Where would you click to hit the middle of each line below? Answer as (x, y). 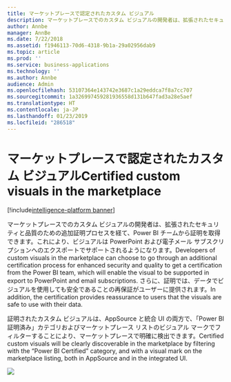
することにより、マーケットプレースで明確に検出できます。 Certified (127, 336)
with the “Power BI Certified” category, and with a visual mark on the (104, 351)
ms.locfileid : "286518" (41, 122)
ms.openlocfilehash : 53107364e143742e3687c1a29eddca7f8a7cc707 (100, 90)
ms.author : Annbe (32, 78)
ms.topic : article (33, 52)
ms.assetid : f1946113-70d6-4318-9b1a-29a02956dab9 (81, 46)
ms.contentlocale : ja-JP (43, 110)
